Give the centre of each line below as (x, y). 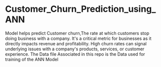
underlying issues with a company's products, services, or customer (75, 49)
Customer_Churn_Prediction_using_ (80, 9)
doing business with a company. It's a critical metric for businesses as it (78, 38)
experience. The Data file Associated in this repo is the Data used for (75, 54)
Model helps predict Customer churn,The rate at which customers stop (77, 33)
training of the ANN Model (32, 59)
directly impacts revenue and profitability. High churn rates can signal (76, 43)
